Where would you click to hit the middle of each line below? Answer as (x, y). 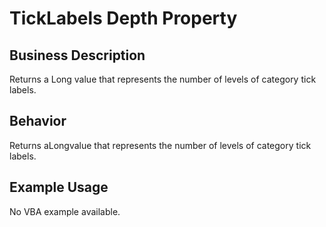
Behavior (38, 121)
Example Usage (59, 187)
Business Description (77, 55)
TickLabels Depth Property (123, 18)
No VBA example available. (65, 211)
